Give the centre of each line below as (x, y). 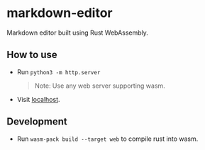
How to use (32, 55)
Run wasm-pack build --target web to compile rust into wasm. (107, 139)
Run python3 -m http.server (59, 71)
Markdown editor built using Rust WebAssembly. (77, 33)
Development (37, 122)
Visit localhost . (39, 99)
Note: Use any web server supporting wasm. (100, 86)
